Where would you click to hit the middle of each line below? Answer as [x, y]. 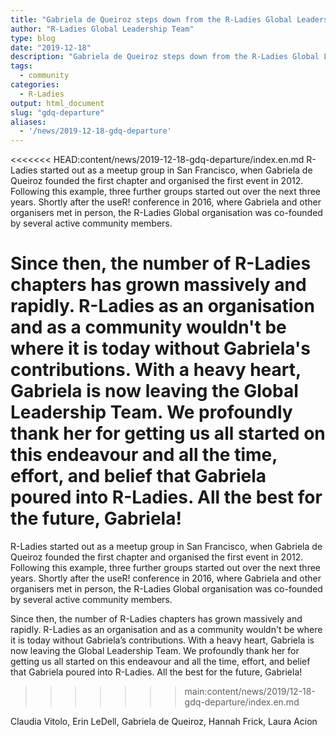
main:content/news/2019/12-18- [250, 692]
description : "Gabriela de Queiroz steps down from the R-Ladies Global [165, 57]
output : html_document [57, 103]
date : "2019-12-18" [51, 47]
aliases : [28, 122]
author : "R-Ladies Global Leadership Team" [102, 29]
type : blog [33, 38]
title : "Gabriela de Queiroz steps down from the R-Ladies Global [151, 19]
